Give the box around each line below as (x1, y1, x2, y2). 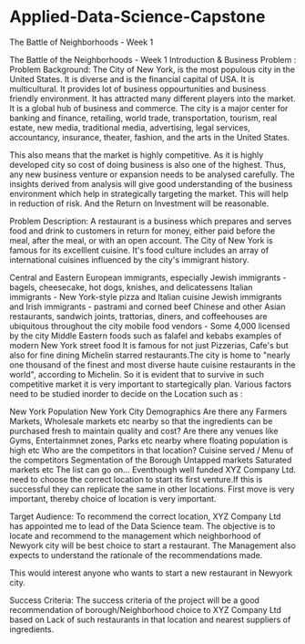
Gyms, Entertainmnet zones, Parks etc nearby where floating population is (9, 435, 289, 446)
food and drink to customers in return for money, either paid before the (9, 225, 276, 236)
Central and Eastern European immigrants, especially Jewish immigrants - (9, 272, 287, 283)
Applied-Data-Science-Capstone (9, 6, 266, 27)
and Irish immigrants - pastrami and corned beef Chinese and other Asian (9, 301, 286, 312)
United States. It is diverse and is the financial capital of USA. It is (9, 73, 255, 84)
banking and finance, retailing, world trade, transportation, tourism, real (9, 112, 278, 123)
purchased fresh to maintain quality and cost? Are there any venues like (9, 425, 279, 436)
